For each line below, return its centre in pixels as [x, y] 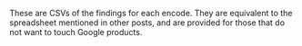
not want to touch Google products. [76, 32]
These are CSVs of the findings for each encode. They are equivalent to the [151, 13]
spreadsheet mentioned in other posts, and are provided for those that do [147, 23]
